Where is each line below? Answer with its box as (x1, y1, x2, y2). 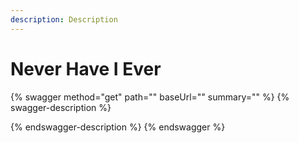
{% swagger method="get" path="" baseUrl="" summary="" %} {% (10, 91, 290, 103)
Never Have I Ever (10, 57, 162, 80)
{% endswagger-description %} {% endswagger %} (10, 121, 226, 133)
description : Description (10, 14, 118, 25)
